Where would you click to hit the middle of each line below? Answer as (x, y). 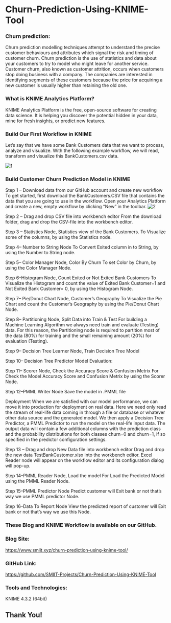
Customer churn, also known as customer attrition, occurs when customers (85, 69)
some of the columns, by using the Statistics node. (59, 237)
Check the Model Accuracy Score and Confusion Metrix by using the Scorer (85, 376)
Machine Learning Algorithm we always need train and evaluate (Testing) (82, 325)
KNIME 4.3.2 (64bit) (26, 599)
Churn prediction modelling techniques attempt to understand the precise (83, 48)
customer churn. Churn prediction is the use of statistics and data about (81, 58)
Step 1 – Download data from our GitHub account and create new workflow (84, 190)
